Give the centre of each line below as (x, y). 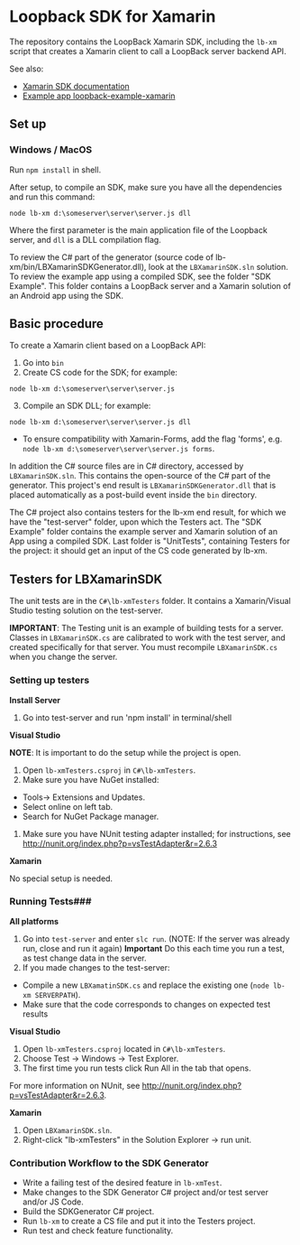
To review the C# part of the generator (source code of (112, 257)
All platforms (34, 921)
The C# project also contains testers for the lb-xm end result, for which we (148, 513)
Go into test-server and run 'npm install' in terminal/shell (127, 717)
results (35, 1014)
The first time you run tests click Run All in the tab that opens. (136, 1068)
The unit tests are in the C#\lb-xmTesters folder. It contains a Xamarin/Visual (150, 601)
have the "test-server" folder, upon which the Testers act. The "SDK (136, 522)
